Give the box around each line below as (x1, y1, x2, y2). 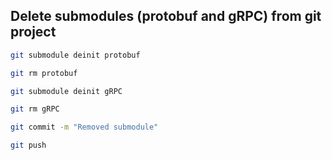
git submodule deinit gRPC (10, 86, 123, 96)
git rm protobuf (10, 68, 78, 78)
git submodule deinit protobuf (10, 50, 141, 60)
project (10, 24, 57, 41)
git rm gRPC (10, 104, 60, 114)
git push (10, 140, 47, 151)
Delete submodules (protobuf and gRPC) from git (10, 8, 322, 25)
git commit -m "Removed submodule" (10, 122, 159, 133)
